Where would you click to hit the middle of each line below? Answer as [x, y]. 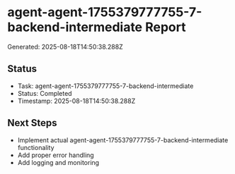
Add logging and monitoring [58, 162]
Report [165, 27]
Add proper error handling [56, 155]
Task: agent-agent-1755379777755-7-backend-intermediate [105, 86]
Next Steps [32, 123]
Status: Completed [45, 93]
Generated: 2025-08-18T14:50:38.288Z [65, 46]
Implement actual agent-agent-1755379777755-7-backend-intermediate [123, 140]
